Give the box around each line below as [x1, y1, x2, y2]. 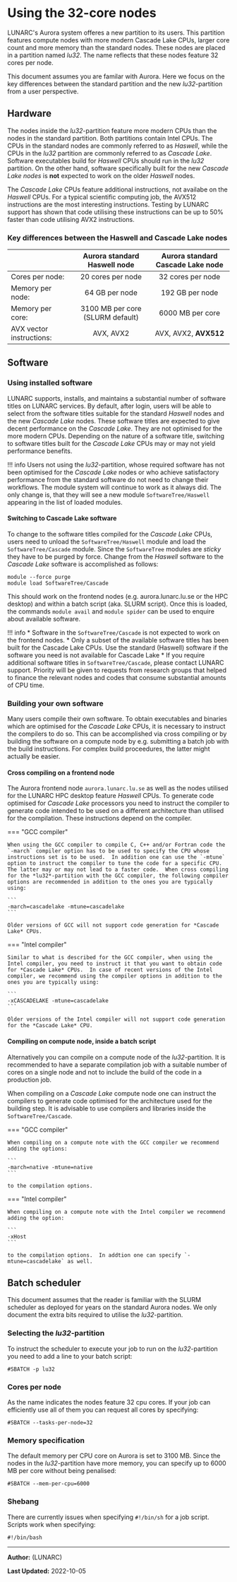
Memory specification [7, 1435, 85, 1445]
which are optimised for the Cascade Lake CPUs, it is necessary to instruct [7, 722, 226, 731]
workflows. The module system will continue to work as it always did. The [7, 483, 222, 491]
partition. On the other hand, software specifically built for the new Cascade [7, 164, 229, 172]
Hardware [7, 107, 51, 119]
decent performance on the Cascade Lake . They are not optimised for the [7, 424, 223, 433]
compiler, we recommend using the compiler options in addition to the [7, 973, 222, 980]
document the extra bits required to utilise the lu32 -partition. [7, 1311, 183, 1319]
